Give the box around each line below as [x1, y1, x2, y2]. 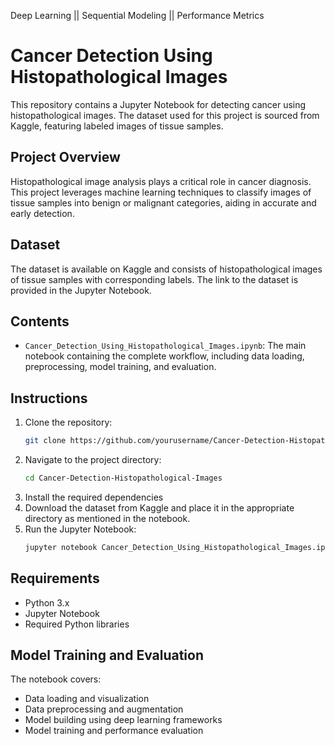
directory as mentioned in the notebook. [24, 512, 191, 524]
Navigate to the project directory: [24, 454, 162, 466]
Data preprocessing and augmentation [24, 703, 184, 715]
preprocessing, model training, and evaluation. [24, 361, 217, 373]
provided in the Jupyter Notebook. [10, 284, 152, 296]
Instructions [10, 390, 88, 407]
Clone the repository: [24, 416, 113, 429]
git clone [24, 436, 67, 446]
